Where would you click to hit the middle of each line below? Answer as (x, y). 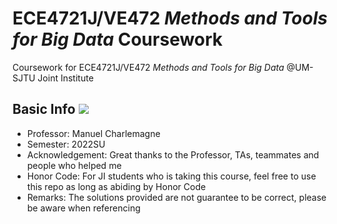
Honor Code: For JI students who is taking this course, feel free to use (171, 176)
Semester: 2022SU (66, 144)
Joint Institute (65, 78)
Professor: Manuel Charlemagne (93, 133)
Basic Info (44, 109)
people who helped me (74, 165)
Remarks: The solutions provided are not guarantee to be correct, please (176, 197)
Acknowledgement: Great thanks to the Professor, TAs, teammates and (173, 154)
